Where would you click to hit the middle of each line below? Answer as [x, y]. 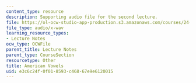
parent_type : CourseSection [40, 55]
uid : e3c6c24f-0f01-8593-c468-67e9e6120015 [60, 71]
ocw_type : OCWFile [28, 44]
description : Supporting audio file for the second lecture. [82, 17]
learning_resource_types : [37, 33]
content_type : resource [35, 11]
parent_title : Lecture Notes [41, 50]
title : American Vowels [35, 66]
